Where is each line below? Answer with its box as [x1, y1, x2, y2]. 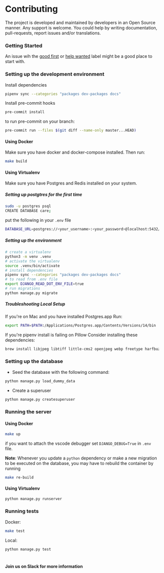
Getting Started [5, 42, 42, 49]
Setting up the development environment [5, 71, 105, 78]
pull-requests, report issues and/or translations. [5, 30, 101, 36]
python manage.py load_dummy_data [5, 378, 76, 384]
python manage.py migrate [5, 290, 58, 296]
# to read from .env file [5, 277, 58, 282]
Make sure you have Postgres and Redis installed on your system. [5, 180, 138, 186]
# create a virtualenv [5, 250, 51, 254]
